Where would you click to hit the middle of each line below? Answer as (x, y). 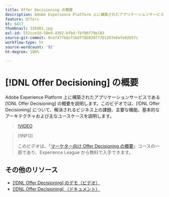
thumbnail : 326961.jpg (29, 29)
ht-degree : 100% (22, 52)
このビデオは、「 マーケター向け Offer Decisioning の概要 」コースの (86, 146)
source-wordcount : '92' (30, 47)
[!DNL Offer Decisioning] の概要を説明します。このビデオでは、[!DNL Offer (82, 104)
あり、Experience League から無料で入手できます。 (80, 152)
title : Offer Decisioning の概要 (39, 10)
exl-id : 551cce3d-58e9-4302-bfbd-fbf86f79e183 (55, 33)
